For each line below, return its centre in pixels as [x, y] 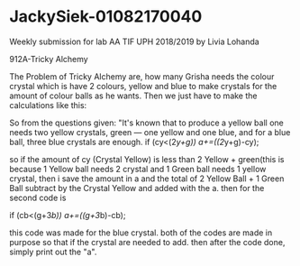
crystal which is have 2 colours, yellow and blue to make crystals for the [143, 86]
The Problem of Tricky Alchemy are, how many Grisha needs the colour [142, 76]
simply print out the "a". [53, 252]
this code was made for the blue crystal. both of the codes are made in [141, 233]
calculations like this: [48, 105]
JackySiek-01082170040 [106, 17]
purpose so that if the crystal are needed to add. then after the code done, [147, 242]
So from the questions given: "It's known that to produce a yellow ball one [146, 123]
